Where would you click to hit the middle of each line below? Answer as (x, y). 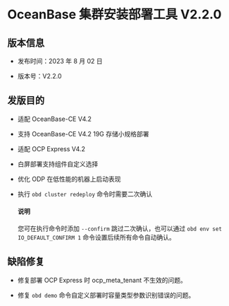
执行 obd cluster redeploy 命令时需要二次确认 (85, 194)
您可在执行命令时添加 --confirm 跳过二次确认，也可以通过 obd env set (119, 229)
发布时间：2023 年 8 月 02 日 (60, 61)
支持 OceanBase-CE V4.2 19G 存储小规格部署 (83, 134)
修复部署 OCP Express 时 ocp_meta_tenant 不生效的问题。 (102, 280)
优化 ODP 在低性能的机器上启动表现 (69, 179)
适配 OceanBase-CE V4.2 (54, 119)
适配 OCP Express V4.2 (51, 148)
